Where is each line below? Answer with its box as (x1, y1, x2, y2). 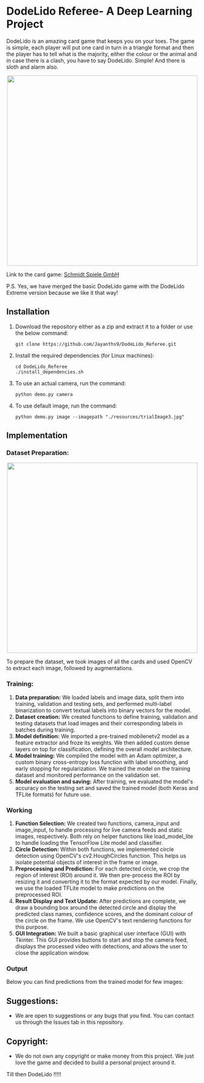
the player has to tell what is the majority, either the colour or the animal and (6, 50, 197, 57)
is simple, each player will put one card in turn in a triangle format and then (6, 44, 194, 51)
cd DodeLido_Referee (15, 364, 68, 370)
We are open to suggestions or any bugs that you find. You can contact (15, 1012, 194, 1020)
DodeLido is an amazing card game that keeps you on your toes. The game (6, 37, 195, 44)
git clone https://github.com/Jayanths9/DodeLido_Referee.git (15, 341, 177, 347)
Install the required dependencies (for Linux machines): (15, 351, 154, 359)
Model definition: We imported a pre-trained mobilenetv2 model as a (15, 732, 189, 739)
